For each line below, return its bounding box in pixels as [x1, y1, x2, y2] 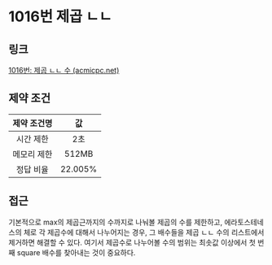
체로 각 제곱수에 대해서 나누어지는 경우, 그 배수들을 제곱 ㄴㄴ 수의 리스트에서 [23, 227, 265, 237]
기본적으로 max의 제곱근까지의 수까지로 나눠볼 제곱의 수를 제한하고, [8, 217, 223, 227]
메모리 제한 [12, 148, 53, 159]
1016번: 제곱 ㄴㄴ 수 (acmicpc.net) [8, 66, 120, 75]
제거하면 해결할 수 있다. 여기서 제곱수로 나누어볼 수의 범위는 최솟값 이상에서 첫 [8, 237, 257, 247]
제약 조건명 [12, 117, 53, 128]
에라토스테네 [223, 217, 265, 227]
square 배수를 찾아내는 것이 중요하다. [16, 247, 136, 257]
